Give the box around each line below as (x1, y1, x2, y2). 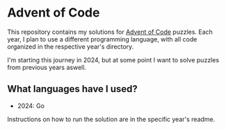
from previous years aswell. (7, 63, 87, 71)
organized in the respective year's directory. (7, 42, 134, 50)
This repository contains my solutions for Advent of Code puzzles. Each (7, 28, 213, 36)
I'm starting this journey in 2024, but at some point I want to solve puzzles (7, 55, 220, 64)
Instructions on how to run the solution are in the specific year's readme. (7, 115, 216, 123)
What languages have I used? (7, 83, 138, 95)
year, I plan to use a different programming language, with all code (7, 35, 197, 43)
